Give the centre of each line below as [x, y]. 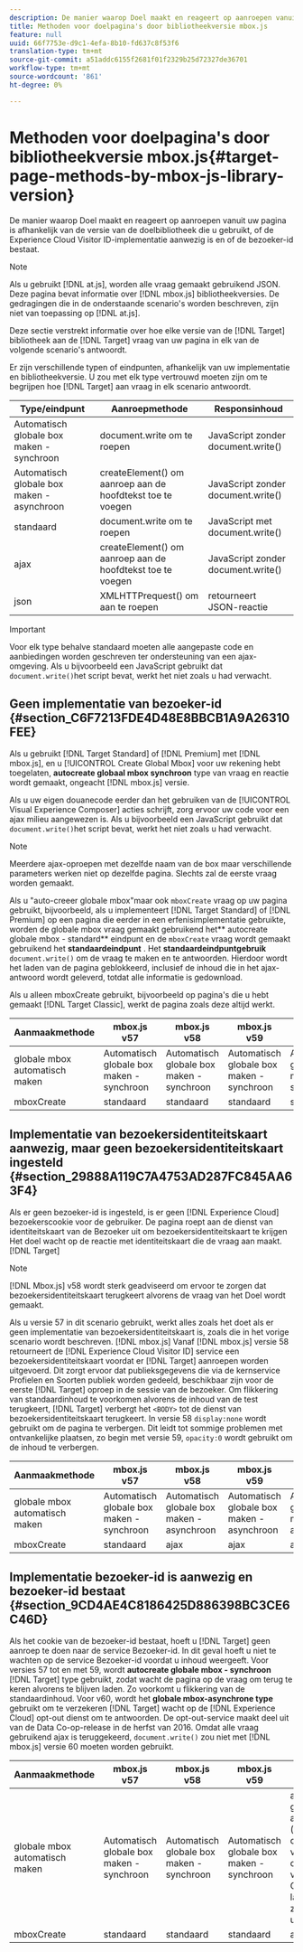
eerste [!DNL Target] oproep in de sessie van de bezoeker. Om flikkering [144, 1390]
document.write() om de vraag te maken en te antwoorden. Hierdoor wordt [148, 958]
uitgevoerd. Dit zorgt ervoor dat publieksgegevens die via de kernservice [145, 1371]
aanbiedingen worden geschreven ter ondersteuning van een [123, 656]
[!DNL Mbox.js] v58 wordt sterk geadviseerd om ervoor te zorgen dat [138, 1286]
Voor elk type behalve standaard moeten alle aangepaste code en [132, 646]
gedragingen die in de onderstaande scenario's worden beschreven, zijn [144, 303]
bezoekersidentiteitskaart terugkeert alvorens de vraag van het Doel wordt [147, 1295]
